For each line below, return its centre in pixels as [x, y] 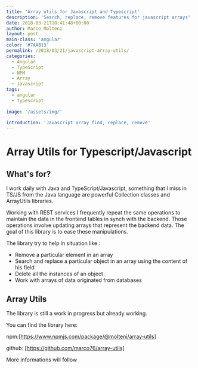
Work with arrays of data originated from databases [78, 280]
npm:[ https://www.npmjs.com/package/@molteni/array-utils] [81, 337]
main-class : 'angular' [34, 39]
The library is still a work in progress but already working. [77, 314]
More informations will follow [42, 360]
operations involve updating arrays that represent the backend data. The [95, 225]
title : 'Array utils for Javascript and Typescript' [73, 12]
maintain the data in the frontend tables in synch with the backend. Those [97, 219]
